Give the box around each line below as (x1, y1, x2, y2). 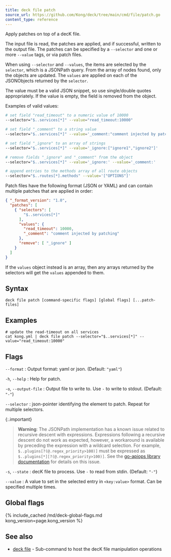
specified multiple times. (5, 484, 57, 490)
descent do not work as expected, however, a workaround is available (17, 437, 164, 443)
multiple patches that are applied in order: (5, 188, 93, 194)
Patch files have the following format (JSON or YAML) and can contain (5, 183, 153, 189)
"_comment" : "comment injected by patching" (23, 231, 120, 236)
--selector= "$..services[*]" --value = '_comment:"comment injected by (5, 132, 156, 137)
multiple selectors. (5, 406, 44, 412)
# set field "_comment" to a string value (5, 127, 97, 132)
